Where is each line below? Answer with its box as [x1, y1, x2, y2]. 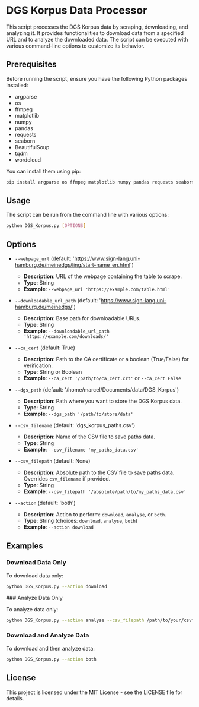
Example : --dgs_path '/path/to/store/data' [23, 411, 134, 418]
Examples [6, 541, 43, 551]
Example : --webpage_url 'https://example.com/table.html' [23, 286, 171, 293]
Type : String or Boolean [23, 368, 82, 375]
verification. [23, 362, 53, 369]
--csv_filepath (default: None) [14, 457, 91, 465]
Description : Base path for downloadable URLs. [23, 315, 141, 322]
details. [6, 695, 24, 702]
